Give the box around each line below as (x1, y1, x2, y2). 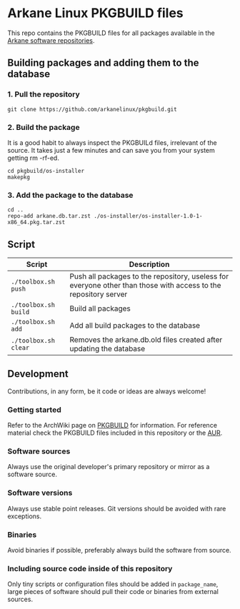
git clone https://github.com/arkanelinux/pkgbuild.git (7, 106, 177, 113)
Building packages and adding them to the (7, 57, 199, 69)
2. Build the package (7, 122, 80, 132)
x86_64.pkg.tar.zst (7, 219, 66, 226)
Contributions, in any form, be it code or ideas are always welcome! (7, 387, 206, 396)
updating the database (69, 344, 146, 354)
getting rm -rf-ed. (7, 153, 59, 162)
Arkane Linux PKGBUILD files (7, 5, 184, 21)
